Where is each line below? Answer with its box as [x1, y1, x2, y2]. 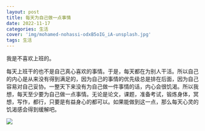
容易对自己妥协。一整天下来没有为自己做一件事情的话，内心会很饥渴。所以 [6, 83, 193, 90]
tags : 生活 [6, 37, 32, 43]
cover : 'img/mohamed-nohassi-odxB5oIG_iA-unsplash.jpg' [6, 32, 151, 38]
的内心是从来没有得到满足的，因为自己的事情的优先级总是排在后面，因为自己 [6, 76, 199, 82]
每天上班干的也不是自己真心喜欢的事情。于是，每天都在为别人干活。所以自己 [6, 68, 199, 75]
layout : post [6, 9, 40, 15]
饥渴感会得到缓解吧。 [6, 106, 60, 113]
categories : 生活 [6, 26, 49, 32]
